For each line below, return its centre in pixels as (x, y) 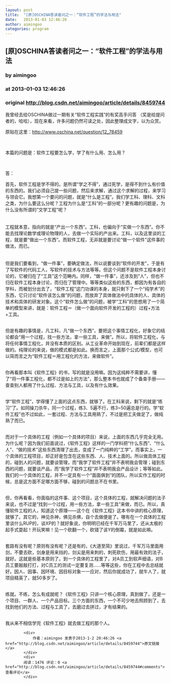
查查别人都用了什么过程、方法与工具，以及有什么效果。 (63, 385)
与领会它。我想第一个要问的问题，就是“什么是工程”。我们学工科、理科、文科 (85, 197)
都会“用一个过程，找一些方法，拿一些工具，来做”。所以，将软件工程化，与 (87, 337)
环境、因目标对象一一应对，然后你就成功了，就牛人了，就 (105, 571)
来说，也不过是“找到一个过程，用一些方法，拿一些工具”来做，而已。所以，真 (85, 504)
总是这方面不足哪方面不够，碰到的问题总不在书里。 (67, 481)
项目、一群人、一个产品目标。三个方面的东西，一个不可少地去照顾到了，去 (88, 600)
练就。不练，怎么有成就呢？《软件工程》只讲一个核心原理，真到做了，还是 (83, 594)
